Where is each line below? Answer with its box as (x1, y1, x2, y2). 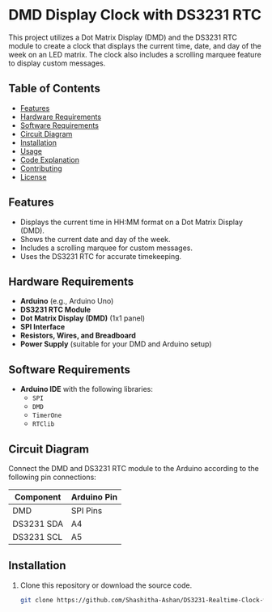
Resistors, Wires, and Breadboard (19, 330, 136, 341)
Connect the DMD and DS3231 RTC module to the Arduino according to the (8, 464, 259, 473)
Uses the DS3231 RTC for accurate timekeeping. (19, 251, 182, 261)
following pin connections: (8, 472, 97, 482)
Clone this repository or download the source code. (19, 580, 193, 590)
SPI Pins (70, 505, 103, 516)
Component (15, 491, 62, 503)
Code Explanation (19, 155, 79, 164)
